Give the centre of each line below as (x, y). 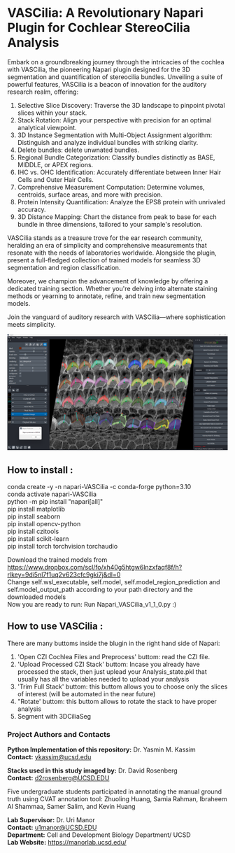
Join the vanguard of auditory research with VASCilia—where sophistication (116, 317)
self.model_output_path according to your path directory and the (100, 590)
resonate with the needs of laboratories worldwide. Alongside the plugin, (112, 253)
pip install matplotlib (36, 509)
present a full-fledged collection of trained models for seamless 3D (104, 260)
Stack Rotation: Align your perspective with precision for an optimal (114, 120)
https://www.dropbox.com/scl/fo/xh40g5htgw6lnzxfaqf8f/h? (95, 568)
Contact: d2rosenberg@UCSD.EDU (58, 778)
